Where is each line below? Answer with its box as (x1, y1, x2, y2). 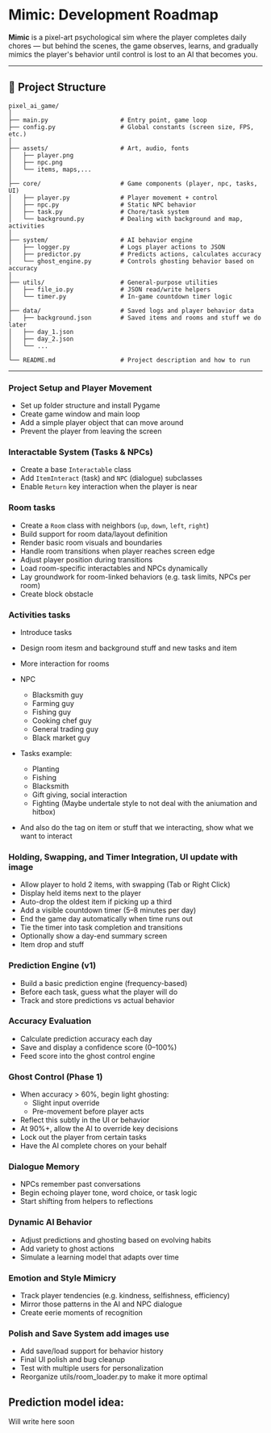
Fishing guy (31, 707, 71, 716)
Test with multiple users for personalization (19, 1364, 164, 1373)
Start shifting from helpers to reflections (19, 1197, 153, 1206)
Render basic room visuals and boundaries (19, 537, 163, 547)
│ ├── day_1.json (8, 328, 74, 336)
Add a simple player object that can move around (19, 418, 184, 428)
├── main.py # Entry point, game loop (8, 115, 207, 124)
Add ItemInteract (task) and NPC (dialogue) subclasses (19, 474, 203, 483)
